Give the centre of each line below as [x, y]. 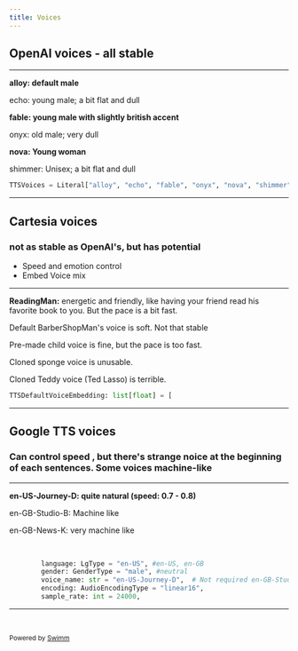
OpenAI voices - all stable [82, 54]
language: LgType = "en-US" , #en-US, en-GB [122, 564]
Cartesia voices [53, 222]
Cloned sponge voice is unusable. [71, 362]
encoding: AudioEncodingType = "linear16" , [122, 588]
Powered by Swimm [39, 638]
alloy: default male [44, 83]
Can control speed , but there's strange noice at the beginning [145, 456]
